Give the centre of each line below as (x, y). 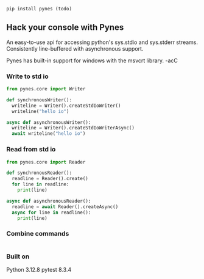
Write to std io (27, 76)
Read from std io (31, 150)
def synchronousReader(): (39, 173)
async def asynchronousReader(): (49, 201)
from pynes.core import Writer (46, 89)
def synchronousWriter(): (39, 100)
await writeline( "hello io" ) (49, 134)
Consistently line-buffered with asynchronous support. (75, 48)
